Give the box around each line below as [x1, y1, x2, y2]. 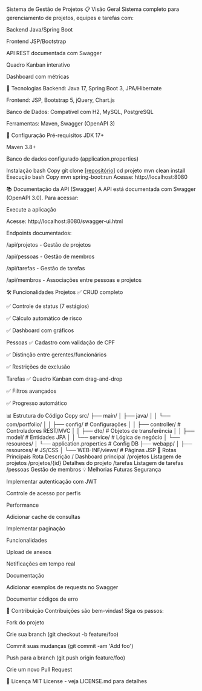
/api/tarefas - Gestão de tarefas [6, 265, 85, 272]
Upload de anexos [6, 549, 52, 555]
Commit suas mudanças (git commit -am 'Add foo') [6, 643, 134, 649]
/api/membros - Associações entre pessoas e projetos [6, 276, 142, 284]
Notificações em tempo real [6, 560, 76, 567]
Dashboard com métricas [6, 73, 70, 80]
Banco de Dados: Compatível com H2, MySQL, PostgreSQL [6, 108, 154, 115]
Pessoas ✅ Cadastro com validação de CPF [6, 339, 116, 346]
